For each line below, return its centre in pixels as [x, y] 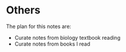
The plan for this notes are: [39, 26]
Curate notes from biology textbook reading [67, 37]
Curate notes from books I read [52, 44]
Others [23, 10]
